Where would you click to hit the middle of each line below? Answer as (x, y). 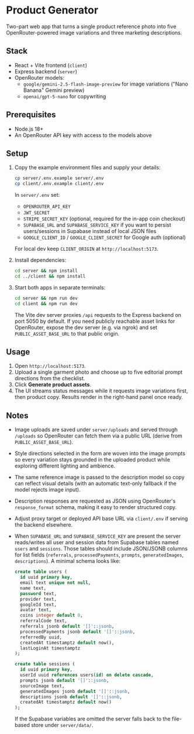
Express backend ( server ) (46, 71)
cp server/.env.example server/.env (59, 178)
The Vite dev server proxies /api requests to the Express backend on (98, 315)
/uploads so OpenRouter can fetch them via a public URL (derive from (98, 436)
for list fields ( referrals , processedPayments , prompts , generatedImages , (99, 555)
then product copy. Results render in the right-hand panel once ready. (98, 397)
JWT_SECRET (37, 213)
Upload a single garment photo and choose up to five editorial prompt (98, 372)
